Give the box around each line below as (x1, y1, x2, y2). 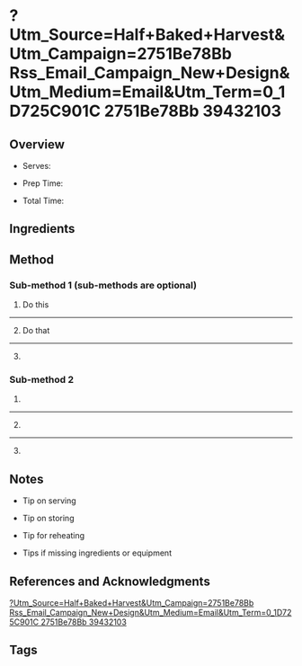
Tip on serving (22, 495, 76, 506)
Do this (22, 299, 49, 310)
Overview (9, 137, 66, 152)
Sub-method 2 (9, 374, 75, 386)
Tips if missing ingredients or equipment (22, 547, 173, 558)
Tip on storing (22, 513, 75, 524)
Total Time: (22, 195, 65, 206)
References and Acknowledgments (9, 573, 211, 589)
